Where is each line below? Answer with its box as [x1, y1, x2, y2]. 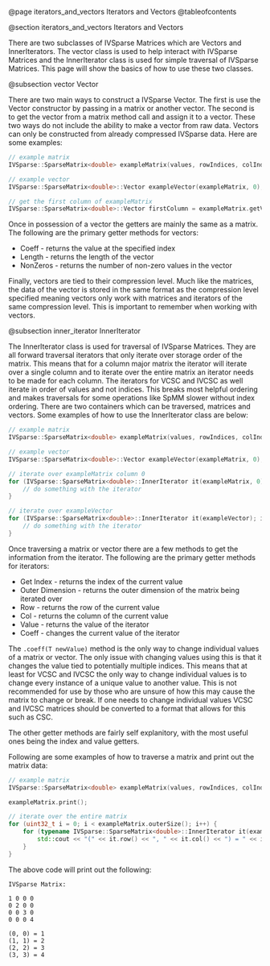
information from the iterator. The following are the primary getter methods [8, 552, 256, 562]
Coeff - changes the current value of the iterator [19, 628, 181, 637]
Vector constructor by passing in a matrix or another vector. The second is [8, 104, 255, 113]
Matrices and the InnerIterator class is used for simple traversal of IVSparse [8, 56, 259, 64]
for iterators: [8, 561, 50, 570]
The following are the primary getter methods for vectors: [8, 228, 199, 238]
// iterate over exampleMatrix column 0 [8, 470, 146, 478]
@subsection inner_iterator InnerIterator [8, 326, 141, 336]
